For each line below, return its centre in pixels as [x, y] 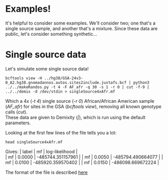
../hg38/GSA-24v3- [64, 78]
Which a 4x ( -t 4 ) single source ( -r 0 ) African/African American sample [80, 101]
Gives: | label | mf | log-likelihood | [41, 151]
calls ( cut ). [17, 112]
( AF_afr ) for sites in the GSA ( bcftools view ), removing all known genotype [83, 106]
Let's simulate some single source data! [47, 69]
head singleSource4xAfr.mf [34, 142]
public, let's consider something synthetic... [51, 34]
